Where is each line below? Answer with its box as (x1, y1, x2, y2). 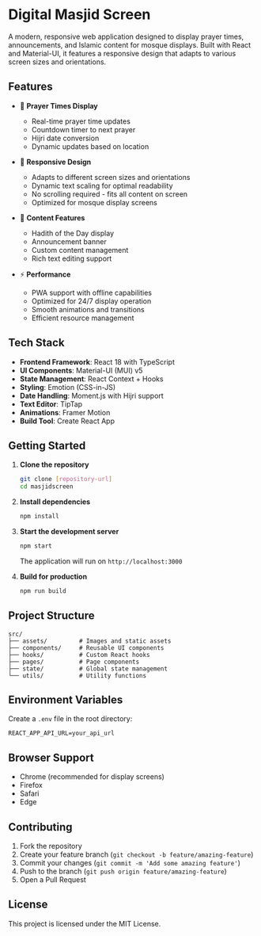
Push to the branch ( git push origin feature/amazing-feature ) (19, 866, 227, 876)
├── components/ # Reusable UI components (8, 644, 165, 651)
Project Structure (8, 609, 95, 623)
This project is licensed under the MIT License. (8, 919, 161, 928)
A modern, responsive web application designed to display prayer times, (8, 32, 244, 41)
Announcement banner (31, 236, 107, 246)
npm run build (19, 586, 66, 595)
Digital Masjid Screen (8, 6, 151, 24)
